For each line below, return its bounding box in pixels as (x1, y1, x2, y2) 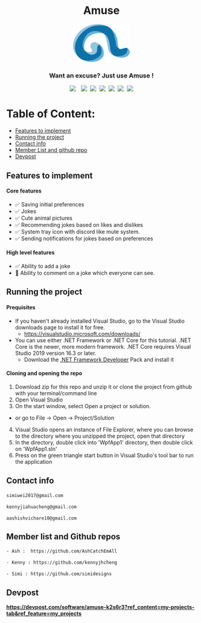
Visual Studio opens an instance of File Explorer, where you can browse (14, 426, 194, 433)
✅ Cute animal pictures (14, 214, 73, 222)
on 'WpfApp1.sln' (14, 445, 57, 452)
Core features (6, 187, 42, 194)
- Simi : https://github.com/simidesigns (6, 571, 112, 577)
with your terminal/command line (14, 389, 98, 397)
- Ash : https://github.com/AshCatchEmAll (6, 549, 118, 555)
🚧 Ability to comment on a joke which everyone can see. (14, 269, 155, 276)
